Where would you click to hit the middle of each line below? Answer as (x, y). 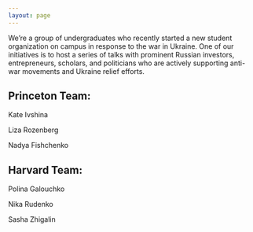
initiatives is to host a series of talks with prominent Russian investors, (121, 54)
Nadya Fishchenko (38, 145)
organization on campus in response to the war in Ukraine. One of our (121, 46)
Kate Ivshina (28, 115)
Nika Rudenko (31, 204)
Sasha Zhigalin (32, 219)
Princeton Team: (49, 96)
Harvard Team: (46, 170)
